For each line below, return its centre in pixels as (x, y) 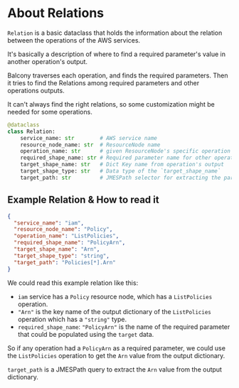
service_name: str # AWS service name (89, 138)
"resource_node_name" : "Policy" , (63, 230)
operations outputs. (36, 90)
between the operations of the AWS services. (74, 40)
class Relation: (31, 131)
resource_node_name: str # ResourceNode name (90, 145)
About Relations (56, 13)
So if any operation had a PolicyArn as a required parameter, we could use (117, 348)
